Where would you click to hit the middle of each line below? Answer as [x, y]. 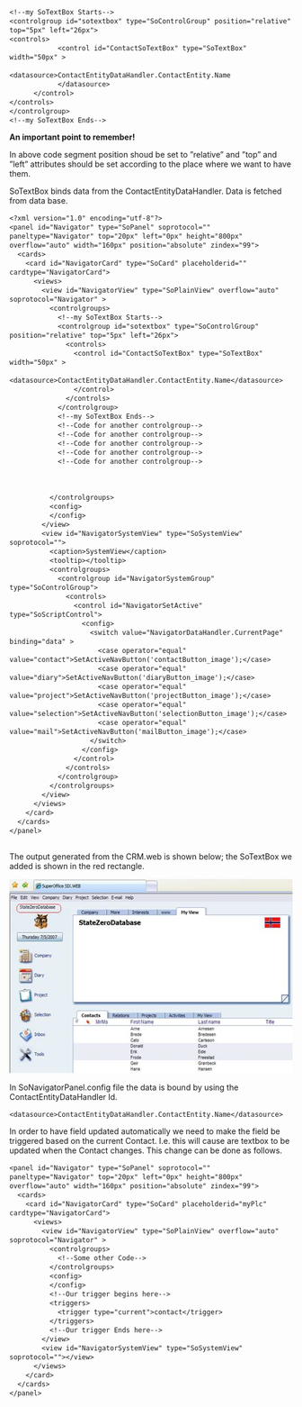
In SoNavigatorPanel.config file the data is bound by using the [124, 1087]
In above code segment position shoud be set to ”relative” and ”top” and [143, 154]
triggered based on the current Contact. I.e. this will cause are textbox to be [150, 1141]
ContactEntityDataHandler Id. [64, 1097]
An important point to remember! [72, 137]
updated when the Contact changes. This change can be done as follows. [146, 1150]
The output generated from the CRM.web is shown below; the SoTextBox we [151, 857]
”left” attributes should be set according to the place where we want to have [151, 164]
